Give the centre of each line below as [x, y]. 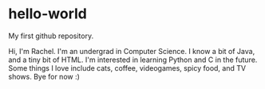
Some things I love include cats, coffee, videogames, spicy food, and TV [127, 68]
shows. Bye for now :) [44, 76]
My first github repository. [51, 36]
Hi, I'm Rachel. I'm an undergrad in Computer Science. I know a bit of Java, [132, 51]
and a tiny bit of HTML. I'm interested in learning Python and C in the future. [133, 60]
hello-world [48, 14]
